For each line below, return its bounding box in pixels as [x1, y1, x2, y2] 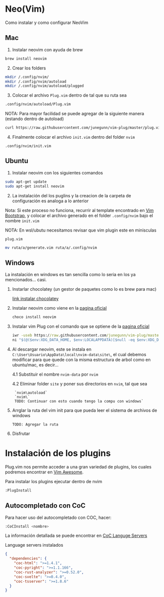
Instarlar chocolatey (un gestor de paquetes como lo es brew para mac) [12, 286, 157, 292]
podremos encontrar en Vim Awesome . [5, 469, 84, 475]
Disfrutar [12, 430, 30, 436]
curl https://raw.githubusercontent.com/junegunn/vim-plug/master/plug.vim [5, 126, 163, 130]
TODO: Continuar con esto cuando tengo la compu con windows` [14, 399, 144, 404]
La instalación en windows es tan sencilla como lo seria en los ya [5, 272, 136, 277]
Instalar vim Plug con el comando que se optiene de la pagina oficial [12, 323, 150, 329]
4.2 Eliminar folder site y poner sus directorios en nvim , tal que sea [12, 381, 147, 386]
